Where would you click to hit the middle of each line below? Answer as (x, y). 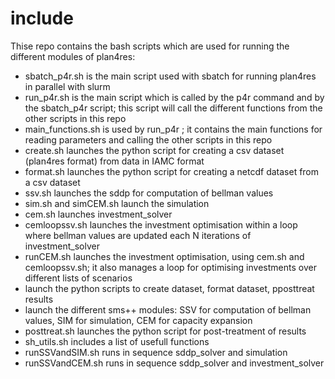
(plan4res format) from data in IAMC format (114, 161)
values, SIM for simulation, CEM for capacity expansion (138, 320)
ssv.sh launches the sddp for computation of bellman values (149, 193)
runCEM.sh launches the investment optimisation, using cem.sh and (164, 256)
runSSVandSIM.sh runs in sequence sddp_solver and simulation (156, 352)
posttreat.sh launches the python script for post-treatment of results (165, 331)
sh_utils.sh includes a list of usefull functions (117, 341)
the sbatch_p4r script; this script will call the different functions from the (173, 108)
